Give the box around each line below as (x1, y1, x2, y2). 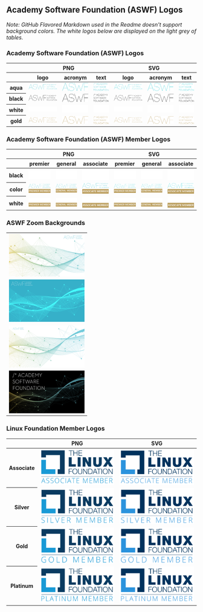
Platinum (10, 582, 34, 589)
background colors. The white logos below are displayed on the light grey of (6, 27, 197, 34)
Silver (14, 503, 30, 510)
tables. (6, 33, 24, 41)
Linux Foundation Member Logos (6, 425, 105, 433)
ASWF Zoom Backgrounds (6, 219, 86, 227)
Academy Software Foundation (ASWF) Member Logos (6, 135, 171, 144)
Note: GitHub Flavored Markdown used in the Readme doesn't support (6, 21, 182, 28)
